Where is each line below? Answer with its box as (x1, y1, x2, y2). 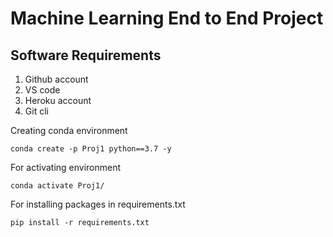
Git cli (24, 105, 49, 117)
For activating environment (10, 162, 122, 173)
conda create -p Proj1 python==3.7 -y (10, 144, 172, 154)
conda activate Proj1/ (10, 181, 105, 191)
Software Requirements (10, 47, 162, 64)
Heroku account (24, 95, 92, 106)
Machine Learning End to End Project (10, 7, 324, 30)
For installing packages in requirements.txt (10, 198, 186, 210)
